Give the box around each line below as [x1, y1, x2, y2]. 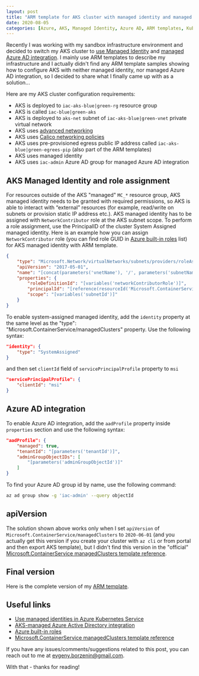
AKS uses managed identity [14, 152, 83, 160]
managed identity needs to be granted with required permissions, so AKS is [6, 198, 191, 205]
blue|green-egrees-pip [14, 147, 71, 153]
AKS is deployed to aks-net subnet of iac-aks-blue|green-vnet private [14, 115, 187, 122]
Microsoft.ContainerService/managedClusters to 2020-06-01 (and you [6, 531, 175, 538]
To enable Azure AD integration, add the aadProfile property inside [6, 419, 171, 426]
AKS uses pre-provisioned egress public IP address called [14, 140, 157, 147]
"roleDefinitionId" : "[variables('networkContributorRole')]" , [27, 280, 187, 287]
